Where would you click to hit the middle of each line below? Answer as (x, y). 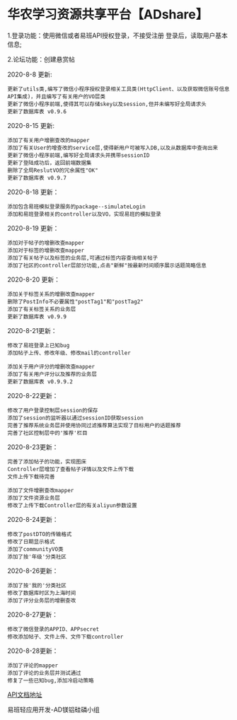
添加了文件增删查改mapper (41, 490)
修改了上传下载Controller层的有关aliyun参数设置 (72, 505)
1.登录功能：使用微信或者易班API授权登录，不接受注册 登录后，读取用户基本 (118, 35)
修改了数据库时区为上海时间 (42, 593)
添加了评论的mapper (33, 666)
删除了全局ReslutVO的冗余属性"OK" (53, 170)
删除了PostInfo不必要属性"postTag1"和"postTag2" (75, 301)
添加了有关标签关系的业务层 (42, 309)
